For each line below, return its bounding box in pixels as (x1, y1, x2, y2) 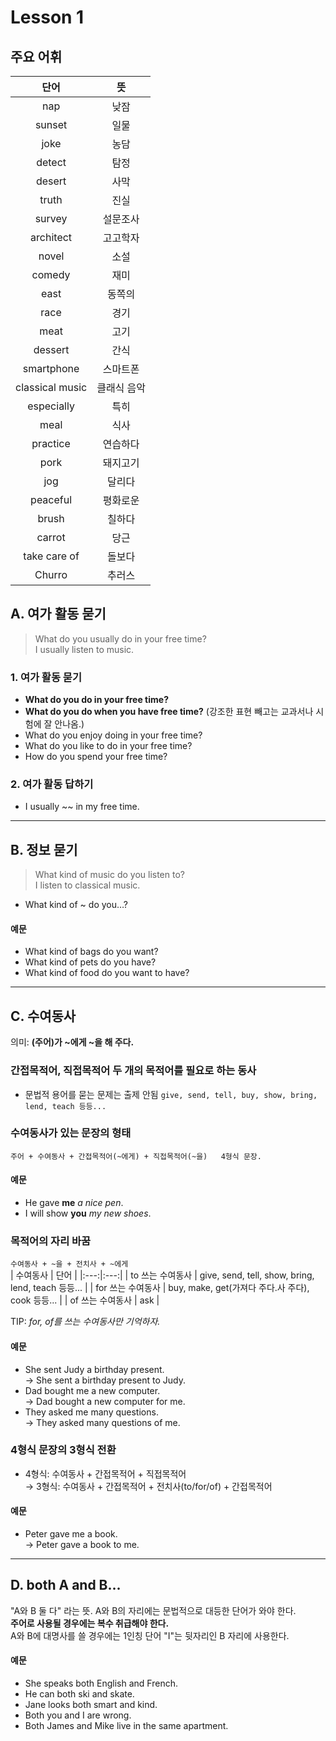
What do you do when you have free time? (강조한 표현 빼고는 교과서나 (24, 706, 314, 718)
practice (31, 437, 71, 450)
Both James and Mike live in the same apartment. (24, 1720, 229, 1732)
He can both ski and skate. (24, 1688, 135, 1700)
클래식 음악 (96, 381, 147, 395)
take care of (23, 549, 80, 563)
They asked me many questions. (24, 1406, 159, 1418)
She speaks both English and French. (24, 1677, 178, 1690)
